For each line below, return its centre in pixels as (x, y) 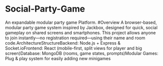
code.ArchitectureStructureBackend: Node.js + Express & (63, 43)
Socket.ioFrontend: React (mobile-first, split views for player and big (74, 48)
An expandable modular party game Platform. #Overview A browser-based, (81, 22)
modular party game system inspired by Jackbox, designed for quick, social (81, 27)
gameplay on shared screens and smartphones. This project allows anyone (81, 33)
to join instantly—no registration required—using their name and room (75, 38)
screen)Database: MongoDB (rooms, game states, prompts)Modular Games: (82, 53)
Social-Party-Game (45, 9)
